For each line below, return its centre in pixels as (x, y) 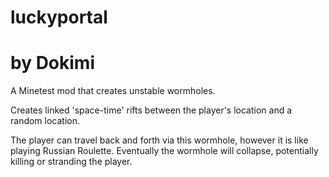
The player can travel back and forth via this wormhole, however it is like (159, 140)
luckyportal (59, 17)
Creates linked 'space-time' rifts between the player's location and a (151, 110)
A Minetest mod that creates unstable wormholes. (113, 91)
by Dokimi (52, 63)
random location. (45, 121)
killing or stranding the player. (71, 162)
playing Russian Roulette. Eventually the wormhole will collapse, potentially (164, 151)
